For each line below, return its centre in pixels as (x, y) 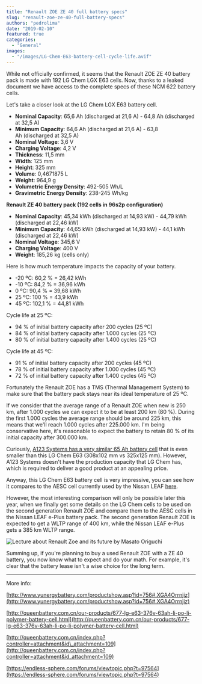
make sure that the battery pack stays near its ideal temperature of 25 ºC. (98, 393)
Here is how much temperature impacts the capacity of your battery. (91, 266)
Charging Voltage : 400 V (46, 248)
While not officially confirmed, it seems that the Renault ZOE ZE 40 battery (98, 73)
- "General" (27, 46)
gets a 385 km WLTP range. (41, 529)
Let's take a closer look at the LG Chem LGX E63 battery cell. (82, 104)
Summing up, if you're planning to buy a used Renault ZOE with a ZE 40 (95, 553)
